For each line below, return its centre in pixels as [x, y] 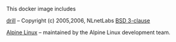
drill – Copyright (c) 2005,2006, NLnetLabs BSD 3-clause [78, 20]
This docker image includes [41, 9]
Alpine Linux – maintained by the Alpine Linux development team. [88, 32]
